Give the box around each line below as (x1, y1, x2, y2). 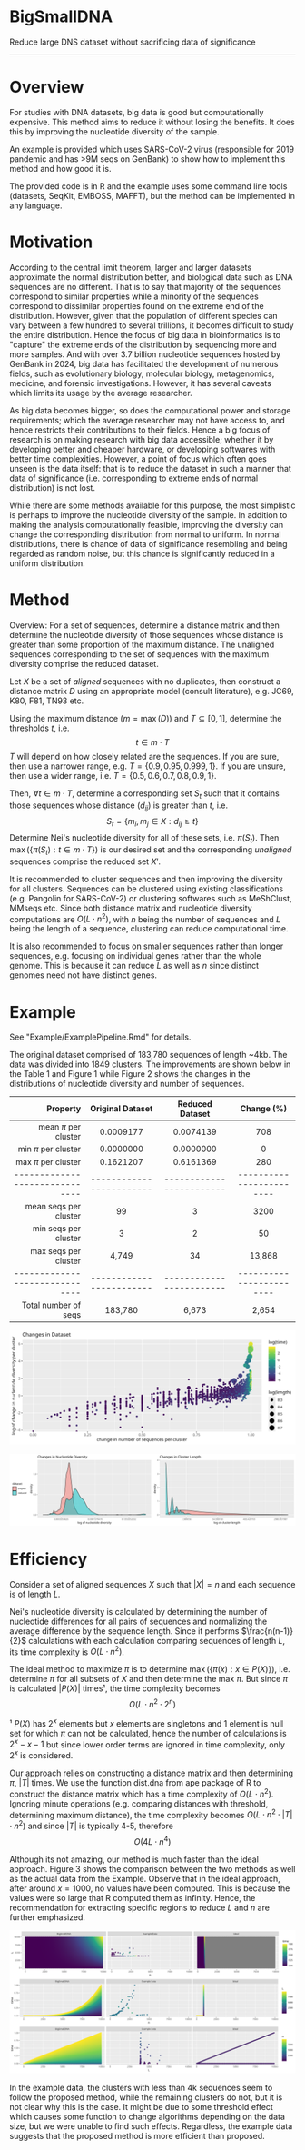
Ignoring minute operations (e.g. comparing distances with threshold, (9, 1797, 269, 1809)
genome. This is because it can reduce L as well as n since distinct (9, 961, 260, 971)
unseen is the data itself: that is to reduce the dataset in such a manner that (9, 463, 292, 473)
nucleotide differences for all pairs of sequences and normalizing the (9, 1616, 268, 1627)
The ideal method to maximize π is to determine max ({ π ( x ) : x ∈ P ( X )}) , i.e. (9, 1664, 290, 1675)
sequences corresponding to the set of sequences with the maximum (9, 648, 270, 660)
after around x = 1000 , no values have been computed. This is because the (9, 1883, 290, 1894)
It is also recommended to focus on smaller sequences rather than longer (9, 941, 284, 951)
